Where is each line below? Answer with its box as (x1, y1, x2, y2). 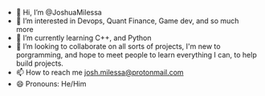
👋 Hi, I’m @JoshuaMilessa (15, 8, 102, 17)
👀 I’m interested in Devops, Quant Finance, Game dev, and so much (15, 16, 239, 26)
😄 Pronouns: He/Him (15, 79, 87, 88)
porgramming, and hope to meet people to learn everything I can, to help (15, 50, 257, 59)
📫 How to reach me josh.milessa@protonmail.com (15, 68, 184, 77)
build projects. (15, 58, 64, 68)
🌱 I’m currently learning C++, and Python (15, 33, 152, 42)
